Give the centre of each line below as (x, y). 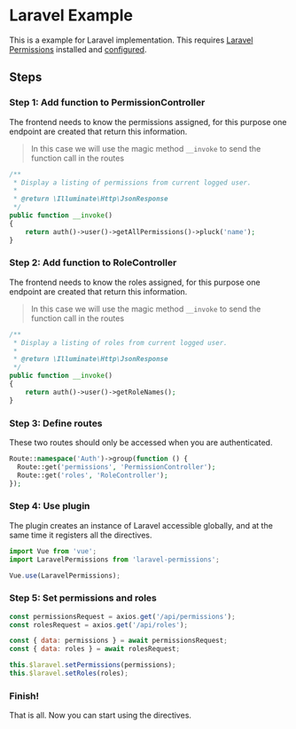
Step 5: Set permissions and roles (83, 598)
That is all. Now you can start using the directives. (101, 716)
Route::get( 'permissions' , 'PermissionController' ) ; (117, 466)
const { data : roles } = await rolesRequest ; (94, 649)
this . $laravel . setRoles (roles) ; (69, 674)
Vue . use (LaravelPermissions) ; (65, 576)
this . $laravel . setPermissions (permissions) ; (93, 665)
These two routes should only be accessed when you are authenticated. (141, 442)
